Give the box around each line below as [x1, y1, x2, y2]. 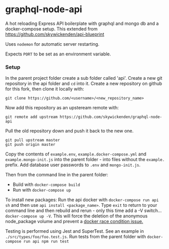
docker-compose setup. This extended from [5, 25, 98, 32]
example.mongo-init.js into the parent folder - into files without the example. [5, 157, 165, 163]
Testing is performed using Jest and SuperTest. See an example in [5, 228, 144, 234]
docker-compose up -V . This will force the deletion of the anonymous [5, 213, 148, 219]
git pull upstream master [5, 138, 60, 143]
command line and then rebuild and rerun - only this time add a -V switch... [5, 207, 162, 214]
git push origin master [5, 142, 56, 147]
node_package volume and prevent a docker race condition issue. [5, 219, 144, 225]
